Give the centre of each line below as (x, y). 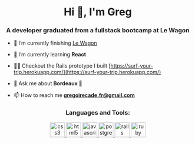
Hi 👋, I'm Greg (98, 12)
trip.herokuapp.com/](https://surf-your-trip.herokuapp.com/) (87, 72)
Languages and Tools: (98, 113)
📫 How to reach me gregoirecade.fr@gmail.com (74, 95)
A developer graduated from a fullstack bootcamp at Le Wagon (98, 31)
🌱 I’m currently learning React (49, 55)
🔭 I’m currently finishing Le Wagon (55, 43)
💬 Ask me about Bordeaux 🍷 (48, 83)
